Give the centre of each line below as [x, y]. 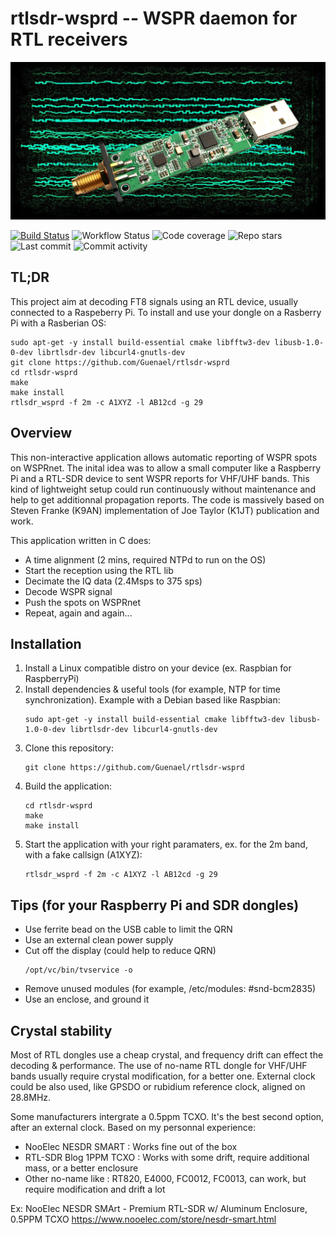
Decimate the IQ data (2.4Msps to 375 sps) [113, 581]
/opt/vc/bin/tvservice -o [78, 970]
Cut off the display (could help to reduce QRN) [120, 951]
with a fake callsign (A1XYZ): [83, 855]
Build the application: [68, 786]
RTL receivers [69, 39]
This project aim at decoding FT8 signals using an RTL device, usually [154, 301]
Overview [41, 433]
